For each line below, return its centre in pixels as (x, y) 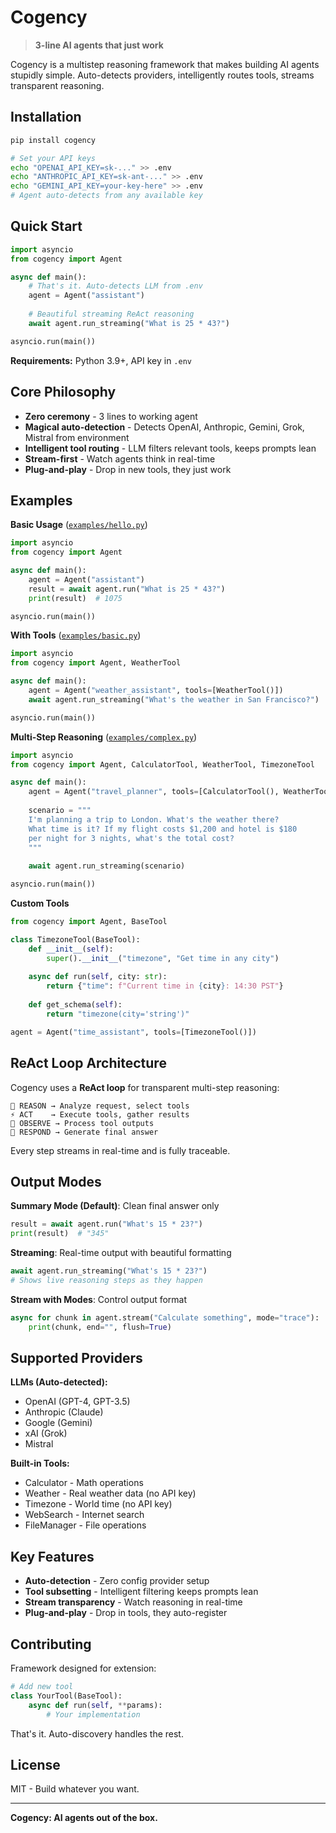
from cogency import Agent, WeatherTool (96, 663)
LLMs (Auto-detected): (59, 1382)
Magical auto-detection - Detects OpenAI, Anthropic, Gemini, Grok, (164, 427)
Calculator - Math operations (84, 1483)
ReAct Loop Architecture (88, 1063)
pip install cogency (53, 140)
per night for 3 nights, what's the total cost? (131, 838)
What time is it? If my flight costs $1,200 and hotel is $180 (163, 829)
